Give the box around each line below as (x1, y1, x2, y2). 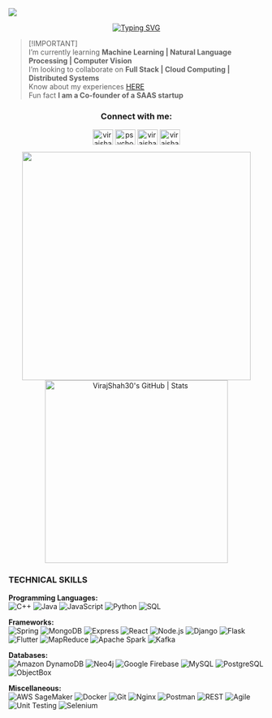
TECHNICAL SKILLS (8, 574, 88, 586)
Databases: (8, 650, 49, 660)
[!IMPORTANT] (28, 39, 79, 48)
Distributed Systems (28, 73, 100, 83)
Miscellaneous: (8, 683, 62, 693)
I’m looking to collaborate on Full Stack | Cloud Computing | (28, 65, 231, 74)
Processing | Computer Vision (28, 56, 132, 65)
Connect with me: (100, 110, 173, 122)
